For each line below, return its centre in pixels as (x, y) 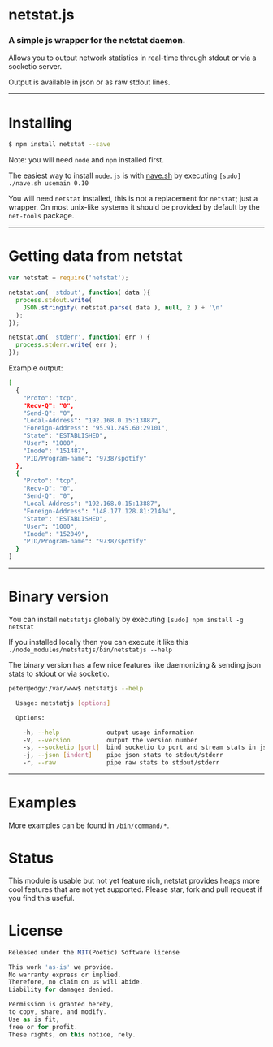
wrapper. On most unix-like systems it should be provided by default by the (134, 207)
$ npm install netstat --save (60, 145)
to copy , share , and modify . (58, 1012)
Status (31, 858)
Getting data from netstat (95, 256)
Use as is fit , (34, 1019)
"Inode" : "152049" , (56, 534)
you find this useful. (41, 898)
